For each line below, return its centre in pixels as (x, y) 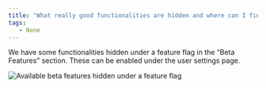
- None (30, 30)
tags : (17, 23)
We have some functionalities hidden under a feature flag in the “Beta (122, 53)
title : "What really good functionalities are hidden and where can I (127, 15)
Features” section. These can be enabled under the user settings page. (124, 60)
